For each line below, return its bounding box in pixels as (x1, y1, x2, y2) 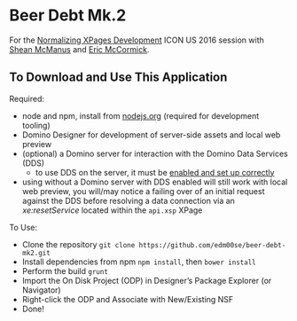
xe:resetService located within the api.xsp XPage (21, 205, 203, 215)
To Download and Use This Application (9, 70, 228, 85)
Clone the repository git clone (21, 239, 136, 249)
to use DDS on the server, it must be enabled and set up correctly (35, 167, 275, 177)
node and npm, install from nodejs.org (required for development (21, 110, 260, 121)
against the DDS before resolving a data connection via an (21, 195, 235, 206)
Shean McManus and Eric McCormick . (9, 43, 150, 54)
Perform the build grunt (21, 265, 109, 276)
